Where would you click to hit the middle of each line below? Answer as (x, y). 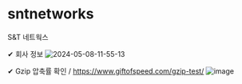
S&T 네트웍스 (28, 37)
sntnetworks (51, 14)
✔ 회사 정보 (26, 54)
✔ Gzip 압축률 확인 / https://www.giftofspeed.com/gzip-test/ (106, 71)
